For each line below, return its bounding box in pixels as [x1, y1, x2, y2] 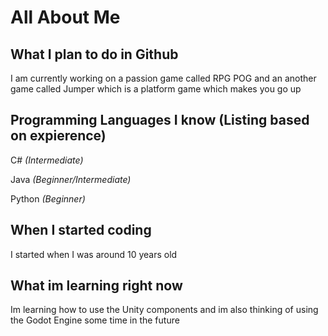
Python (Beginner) [10, 192, 86, 205]
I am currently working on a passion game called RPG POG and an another [10, 72, 317, 84]
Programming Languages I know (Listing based [10, 112, 310, 129]
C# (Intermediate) [10, 154, 84, 166]
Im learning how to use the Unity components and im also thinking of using [10, 304, 319, 316]
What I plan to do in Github [10, 46, 179, 63]
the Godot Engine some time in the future [10, 314, 180, 326]
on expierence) [10, 127, 107, 145]
